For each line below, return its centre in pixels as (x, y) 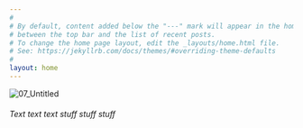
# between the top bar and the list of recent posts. (113, 34)
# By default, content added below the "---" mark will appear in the (145, 26)
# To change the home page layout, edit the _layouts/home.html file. (145, 43)
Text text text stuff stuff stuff (62, 114)
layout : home (34, 69)
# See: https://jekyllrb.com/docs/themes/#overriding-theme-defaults (143, 51)
